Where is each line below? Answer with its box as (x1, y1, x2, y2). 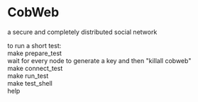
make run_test (7, 72, 49, 80)
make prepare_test (7, 49, 62, 57)
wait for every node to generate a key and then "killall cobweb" (7, 56, 192, 64)
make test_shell (7, 79, 53, 87)
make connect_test (7, 64, 63, 72)
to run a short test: (7, 41, 62, 50)
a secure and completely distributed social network (7, 28, 158, 36)
